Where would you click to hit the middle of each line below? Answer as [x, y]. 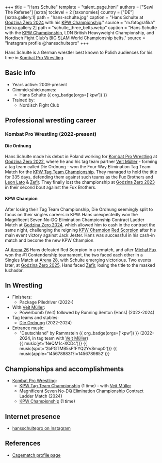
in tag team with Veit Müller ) [60, 338]
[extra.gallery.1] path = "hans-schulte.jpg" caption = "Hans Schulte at [74, 17]
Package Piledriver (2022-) [46, 302]
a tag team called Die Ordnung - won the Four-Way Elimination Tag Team [78, 167]
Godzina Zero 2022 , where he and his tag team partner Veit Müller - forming [81, 161]
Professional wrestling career [50, 120]
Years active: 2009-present [40, 84]
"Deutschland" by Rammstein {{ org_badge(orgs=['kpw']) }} [79, 333]
